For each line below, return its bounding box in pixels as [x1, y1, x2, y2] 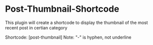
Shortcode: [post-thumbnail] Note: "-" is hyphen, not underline [5, 34, 131, 40]
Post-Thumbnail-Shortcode [5, 3, 120, 15]
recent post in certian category [5, 24, 67, 30]
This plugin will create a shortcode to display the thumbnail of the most [5, 20, 148, 25]
